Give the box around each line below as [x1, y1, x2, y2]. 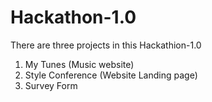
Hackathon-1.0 [10, 6, 137, 29]
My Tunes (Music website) [24, 58, 135, 70]
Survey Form [24, 79, 78, 91]
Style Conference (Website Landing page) [24, 69, 198, 81]
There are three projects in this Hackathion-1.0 [10, 39, 202, 51]
